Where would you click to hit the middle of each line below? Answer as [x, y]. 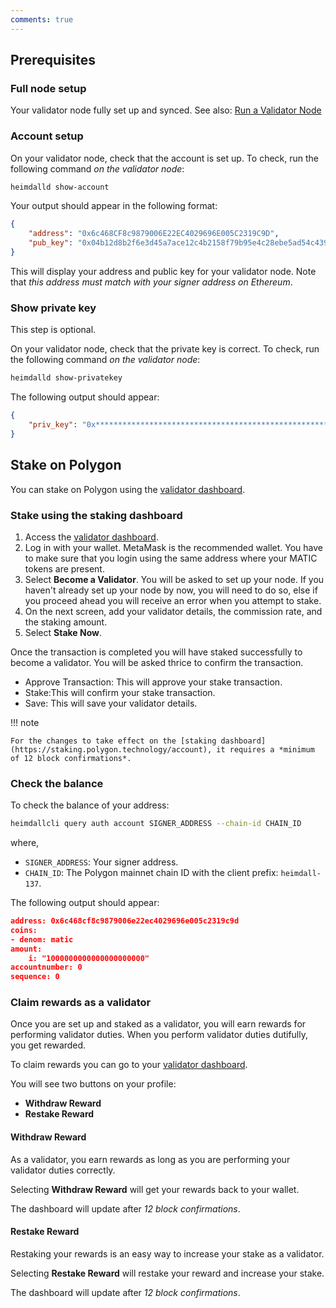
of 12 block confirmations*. [71, 758]
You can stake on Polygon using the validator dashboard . [128, 489]
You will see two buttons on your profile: [93, 1084]
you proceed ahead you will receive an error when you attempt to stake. [173, 600]
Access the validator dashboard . [91, 537]
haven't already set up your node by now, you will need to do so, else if [171, 590]
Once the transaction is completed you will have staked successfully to [156, 652]
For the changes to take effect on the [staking [113, 741]
